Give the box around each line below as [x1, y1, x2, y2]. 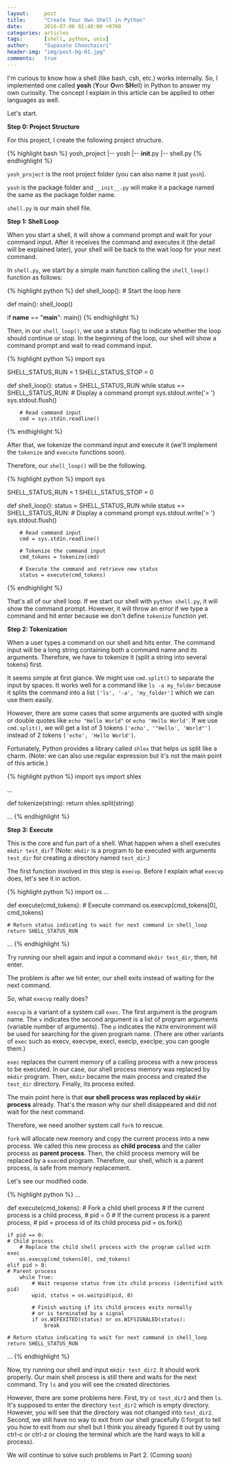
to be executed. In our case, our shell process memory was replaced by [7, 1065, 210, 1073]
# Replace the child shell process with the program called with [19, 1243, 211, 1250]
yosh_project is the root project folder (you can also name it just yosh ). [7, 169, 206, 178]
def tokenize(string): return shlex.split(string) [7, 798, 134, 807]
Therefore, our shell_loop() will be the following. [7, 461, 146, 469]
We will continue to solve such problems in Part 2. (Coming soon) [7, 1451, 192, 1459]
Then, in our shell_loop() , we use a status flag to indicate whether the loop [7, 327, 221, 335]
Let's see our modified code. [7, 1177, 89, 1185]
